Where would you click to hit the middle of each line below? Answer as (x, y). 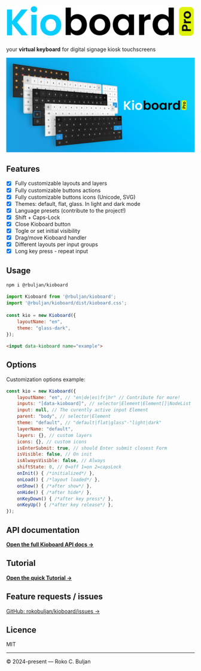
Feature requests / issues (54, 597)
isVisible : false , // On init (55, 454)
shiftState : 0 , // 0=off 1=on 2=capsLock (69, 467)
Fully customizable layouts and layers (61, 183)
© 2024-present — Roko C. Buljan (48, 661)
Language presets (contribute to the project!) (70, 210)
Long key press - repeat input (51, 251)
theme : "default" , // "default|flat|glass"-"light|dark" (89, 423)
